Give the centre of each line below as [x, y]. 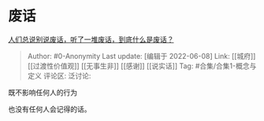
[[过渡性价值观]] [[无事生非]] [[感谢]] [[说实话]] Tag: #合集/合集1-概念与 [142, 66]
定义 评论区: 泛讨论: [59, 75]
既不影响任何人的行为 [43, 92]
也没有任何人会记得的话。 [50, 109]
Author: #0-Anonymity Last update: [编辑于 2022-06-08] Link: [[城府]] [141, 56]
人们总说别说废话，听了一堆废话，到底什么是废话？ [91, 39]
